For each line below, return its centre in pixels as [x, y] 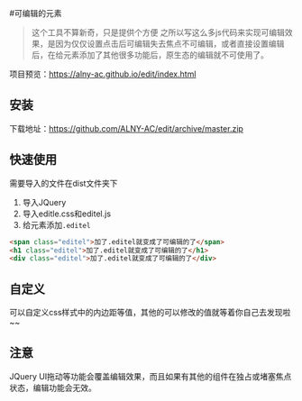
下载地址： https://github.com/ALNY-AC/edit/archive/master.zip [126, 128]
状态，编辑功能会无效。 [53, 387]
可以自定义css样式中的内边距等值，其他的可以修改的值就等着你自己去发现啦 [150, 313]
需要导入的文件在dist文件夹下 [64, 183]
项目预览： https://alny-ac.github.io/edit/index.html [103, 74]
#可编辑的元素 [36, 13]
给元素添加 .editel [56, 224]
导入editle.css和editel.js [66, 214]
